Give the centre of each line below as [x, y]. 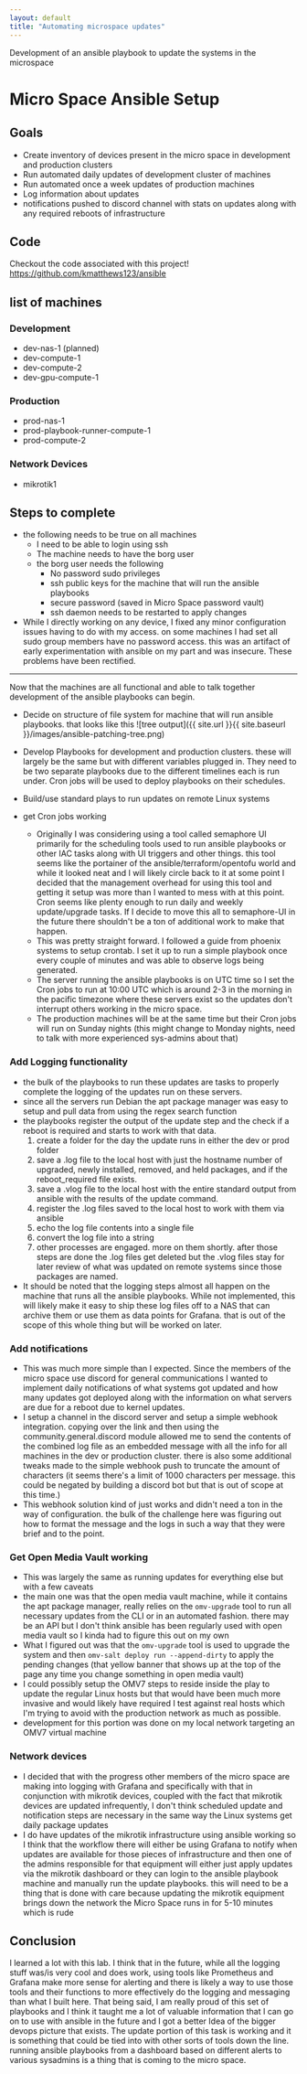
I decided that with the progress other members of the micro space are [156, 1776]
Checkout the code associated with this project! [100, 264]
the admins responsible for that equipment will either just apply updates [158, 1864]
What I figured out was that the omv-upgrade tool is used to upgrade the [156, 1645]
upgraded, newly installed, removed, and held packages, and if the [162, 1169]
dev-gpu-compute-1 [60, 377]
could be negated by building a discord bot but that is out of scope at [153, 1485]
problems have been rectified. [79, 661]
